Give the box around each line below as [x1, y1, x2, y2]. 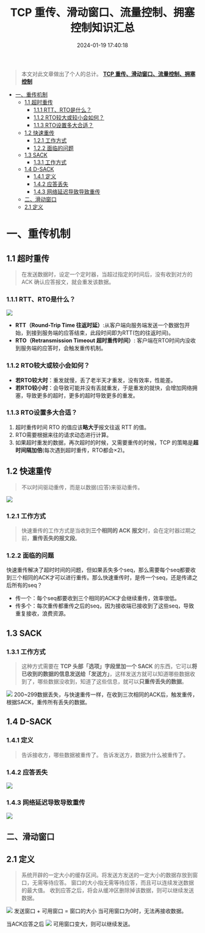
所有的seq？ [11, 582, 43, 589]
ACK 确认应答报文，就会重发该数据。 [21, 278, 115, 285]
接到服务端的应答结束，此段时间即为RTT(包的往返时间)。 [31, 329, 174, 336]
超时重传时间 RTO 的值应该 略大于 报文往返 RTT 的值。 [15, 423, 149, 431]
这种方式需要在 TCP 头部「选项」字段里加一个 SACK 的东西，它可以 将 [21, 662, 197, 670]
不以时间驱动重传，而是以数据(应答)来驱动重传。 [21, 483, 143, 491]
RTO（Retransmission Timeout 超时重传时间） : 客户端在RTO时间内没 [15, 337, 191, 344]
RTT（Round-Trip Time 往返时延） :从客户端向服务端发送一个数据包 [15, 322, 185, 329]
